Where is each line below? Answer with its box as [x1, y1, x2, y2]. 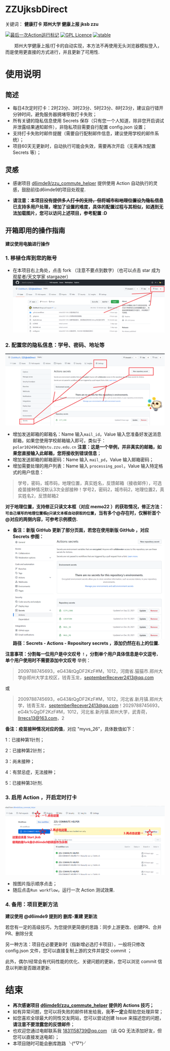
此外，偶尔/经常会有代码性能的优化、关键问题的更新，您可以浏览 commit [5, 959, 157, 965]
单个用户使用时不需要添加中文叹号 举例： [5, 657, 91, 663]
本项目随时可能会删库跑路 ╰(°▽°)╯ [12, 1040, 88, 1046]
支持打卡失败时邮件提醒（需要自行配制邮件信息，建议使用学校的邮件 [12, 130, 155, 136]
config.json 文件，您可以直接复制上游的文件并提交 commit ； [5, 948, 133, 954]
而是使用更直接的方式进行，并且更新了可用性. [5, 49, 100, 55]
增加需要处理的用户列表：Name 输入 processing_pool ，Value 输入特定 [12, 462, 159, 469]
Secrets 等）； [12, 149, 41, 156]
